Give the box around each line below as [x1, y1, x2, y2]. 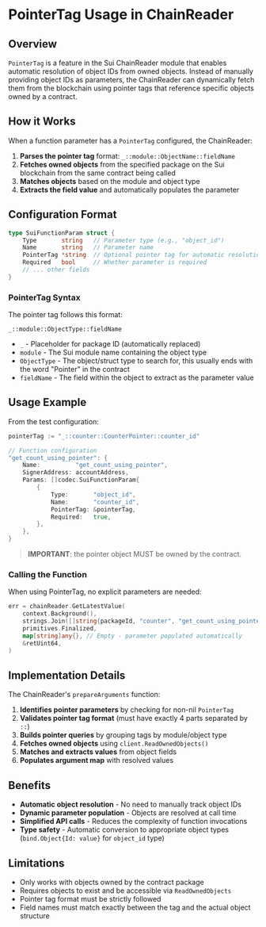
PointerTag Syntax [8, 292, 81, 303]
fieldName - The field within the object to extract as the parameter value [19, 373, 255, 382]
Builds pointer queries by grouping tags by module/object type [19, 730, 227, 740]
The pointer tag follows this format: [8, 310, 123, 320]
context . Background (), [22, 610, 97, 618]
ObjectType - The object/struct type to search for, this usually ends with [19, 356, 253, 366]
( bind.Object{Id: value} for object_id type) [19, 833, 165, 843]
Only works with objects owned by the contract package [19, 877, 204, 887]
